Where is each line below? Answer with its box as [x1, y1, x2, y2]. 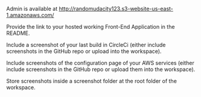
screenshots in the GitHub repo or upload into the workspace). [6, 48, 162, 55]
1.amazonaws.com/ [6, 11, 54, 19]
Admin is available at [6, 5, 58, 12]
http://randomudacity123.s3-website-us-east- [59, 5, 174, 12]
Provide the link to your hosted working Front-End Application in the [6, 23, 175, 30]
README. [6, 30, 30, 37]
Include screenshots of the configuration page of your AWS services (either [6, 60, 194, 66]
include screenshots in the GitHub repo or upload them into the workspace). [6, 66, 196, 73]
